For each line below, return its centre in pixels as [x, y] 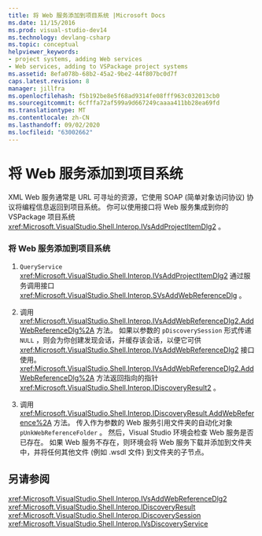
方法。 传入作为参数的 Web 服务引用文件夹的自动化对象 [143, 422]
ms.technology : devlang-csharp [59, 37]
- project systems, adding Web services [76, 60]
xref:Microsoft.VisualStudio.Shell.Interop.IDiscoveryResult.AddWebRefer [137, 413]
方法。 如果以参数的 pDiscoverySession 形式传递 [174, 330]
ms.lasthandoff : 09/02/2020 [54, 125]
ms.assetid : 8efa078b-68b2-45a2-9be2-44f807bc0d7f [93, 74]
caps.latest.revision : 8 [49, 81]
